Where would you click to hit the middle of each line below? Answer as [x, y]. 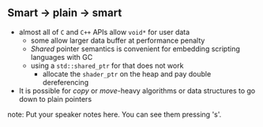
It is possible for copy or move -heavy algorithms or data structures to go [137, 91]
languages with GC [62, 57]
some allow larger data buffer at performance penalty [118, 40]
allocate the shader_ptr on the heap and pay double [127, 73]
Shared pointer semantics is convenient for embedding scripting [135, 49]
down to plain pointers [55, 99]
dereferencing [65, 82]
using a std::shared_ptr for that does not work [107, 65]
